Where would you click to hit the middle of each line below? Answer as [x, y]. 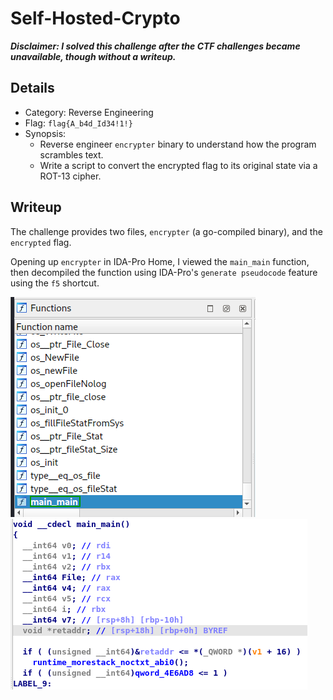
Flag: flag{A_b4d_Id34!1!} [78, 123]
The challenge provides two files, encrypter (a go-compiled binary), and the [166, 231]
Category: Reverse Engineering [89, 112]
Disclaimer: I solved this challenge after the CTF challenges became [155, 46]
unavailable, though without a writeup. [93, 56]
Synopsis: [45, 133]
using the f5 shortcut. [55, 283]
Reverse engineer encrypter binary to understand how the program [178, 144]
